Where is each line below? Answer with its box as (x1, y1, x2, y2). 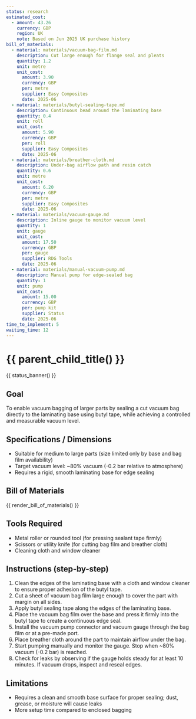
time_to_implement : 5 (6, 321, 59, 328)
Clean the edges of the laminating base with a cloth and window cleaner (14, 580, 190, 587)
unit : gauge (16, 228, 46, 234)
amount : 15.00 (21, 294, 57, 300)
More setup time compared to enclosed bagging (14, 707, 132, 714)
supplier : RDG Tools (21, 256, 72, 262)
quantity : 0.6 (16, 168, 51, 174)
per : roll (21, 140, 46, 146)
